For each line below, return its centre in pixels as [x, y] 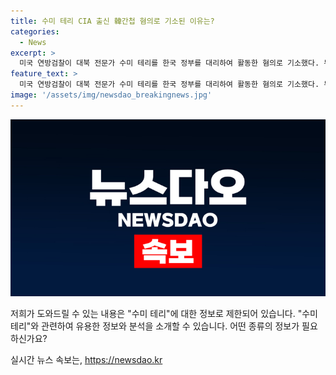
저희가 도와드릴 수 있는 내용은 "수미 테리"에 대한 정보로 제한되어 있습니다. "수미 [164, 314]
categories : [35, 31]
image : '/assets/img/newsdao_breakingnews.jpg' [111, 95]
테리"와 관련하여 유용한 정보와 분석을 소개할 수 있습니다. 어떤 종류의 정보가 [155, 326]
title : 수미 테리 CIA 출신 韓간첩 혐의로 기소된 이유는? [112, 21]
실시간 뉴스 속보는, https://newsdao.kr [86, 360]
